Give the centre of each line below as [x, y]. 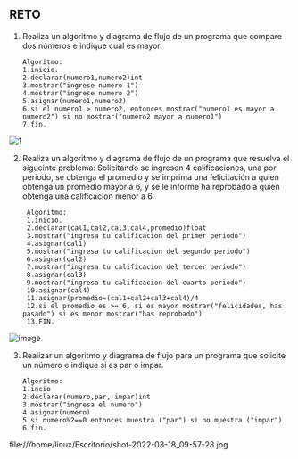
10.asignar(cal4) [58, 290]
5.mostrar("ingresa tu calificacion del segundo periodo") [138, 251]
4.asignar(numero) [56, 412]
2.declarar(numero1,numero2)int [82, 78]
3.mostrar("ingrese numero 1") [80, 85]
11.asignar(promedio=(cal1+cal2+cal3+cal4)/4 [112, 298]
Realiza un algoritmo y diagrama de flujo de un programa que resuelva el [156, 158]
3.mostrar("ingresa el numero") [82, 405]
